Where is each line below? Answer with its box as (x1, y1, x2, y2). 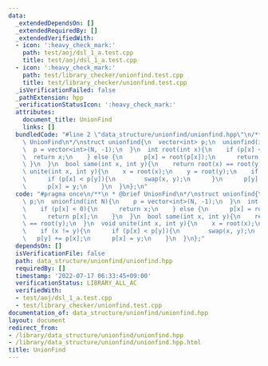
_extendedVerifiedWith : (15, 34, 94, 42)
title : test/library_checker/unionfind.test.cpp (22, 78, 187, 86)
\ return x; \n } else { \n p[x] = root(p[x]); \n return (22, 153, 259, 161)
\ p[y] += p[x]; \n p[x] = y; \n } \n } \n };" (22, 235, 205, 243)
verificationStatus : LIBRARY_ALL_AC (15, 279, 137, 288)
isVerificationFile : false (15, 249, 105, 257)
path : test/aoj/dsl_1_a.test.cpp (22, 49, 134, 57)
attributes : (15, 109, 56, 117)
